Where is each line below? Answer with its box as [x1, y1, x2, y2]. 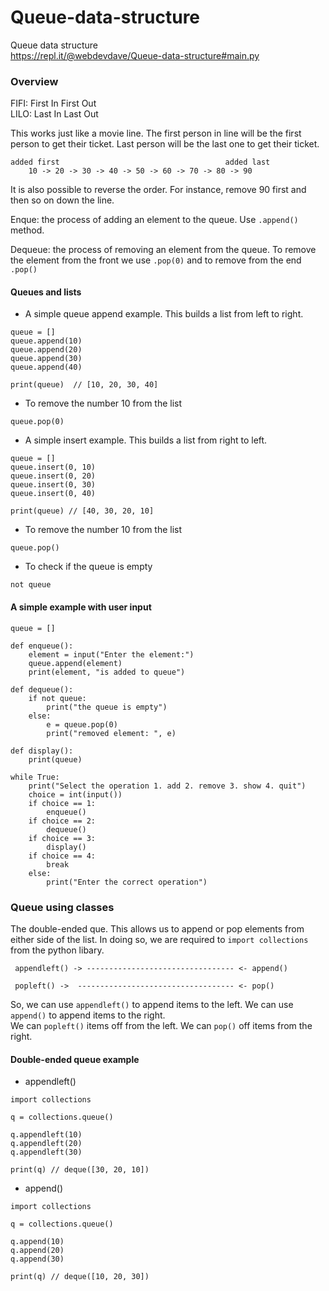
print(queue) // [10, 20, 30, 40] [10, 380, 159, 390]
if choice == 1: [28, 798, 97, 808]
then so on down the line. [10, 194, 115, 206]
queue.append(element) [28, 658, 123, 668]
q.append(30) [10, 1254, 65, 1265]
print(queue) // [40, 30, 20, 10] [10, 506, 155, 516]
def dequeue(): [10, 684, 74, 695]
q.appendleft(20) [10, 1139, 83, 1149]
